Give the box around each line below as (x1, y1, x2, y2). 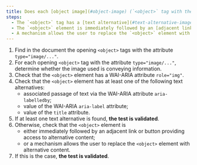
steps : (6, 14, 22, 20)
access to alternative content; (23, 134, 96, 141)
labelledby (23, 97, 50, 103)
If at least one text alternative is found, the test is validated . (14, 115, 159, 122)
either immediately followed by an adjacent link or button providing (23, 127, 185, 135)
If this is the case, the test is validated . (14, 153, 110, 160)
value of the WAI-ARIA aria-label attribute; (23, 103, 128, 110)
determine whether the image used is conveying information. (14, 65, 162, 72)
